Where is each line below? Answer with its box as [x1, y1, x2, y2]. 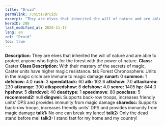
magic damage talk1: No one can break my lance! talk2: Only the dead [5, 110, 148, 116]
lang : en [5, 30, 23, 35]
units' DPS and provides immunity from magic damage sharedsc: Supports [5, 99, 157, 105]
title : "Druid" [5, 7, 36, 12]
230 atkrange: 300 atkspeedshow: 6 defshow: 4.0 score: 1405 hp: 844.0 [5, 84, 157, 90]
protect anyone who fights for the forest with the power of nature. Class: [5, 57, 152, 64]
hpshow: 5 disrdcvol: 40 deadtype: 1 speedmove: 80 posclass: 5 [5, 89, 141, 95]
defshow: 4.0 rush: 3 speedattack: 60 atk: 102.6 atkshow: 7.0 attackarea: [5, 78, 158, 84]
